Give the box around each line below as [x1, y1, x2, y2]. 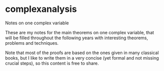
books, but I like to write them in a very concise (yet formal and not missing [5, 55, 159, 61]
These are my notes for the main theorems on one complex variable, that [5, 29, 154, 35]
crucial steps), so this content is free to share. [5, 60, 99, 66]
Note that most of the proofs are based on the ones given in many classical [5, 50, 159, 56]
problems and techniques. [5, 40, 59, 46]
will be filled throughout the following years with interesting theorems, [5, 35, 148, 41]
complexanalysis [5, 3, 77, 15]
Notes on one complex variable [5, 20, 69, 26]
